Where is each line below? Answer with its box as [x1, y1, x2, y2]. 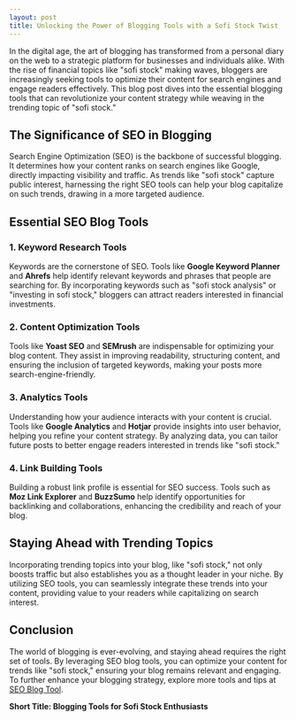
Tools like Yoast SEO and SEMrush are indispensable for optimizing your [9, 341, 274, 352]
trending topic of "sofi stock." [9, 102, 117, 112]
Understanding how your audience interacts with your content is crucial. [9, 411, 272, 422]
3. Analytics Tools [9, 391, 88, 404]
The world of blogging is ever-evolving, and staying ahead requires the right [9, 646, 286, 656]
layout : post [9, 12, 57, 22]
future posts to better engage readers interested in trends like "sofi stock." [9, 439, 280, 450]
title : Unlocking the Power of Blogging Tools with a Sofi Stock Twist [9, 21, 278, 30]
